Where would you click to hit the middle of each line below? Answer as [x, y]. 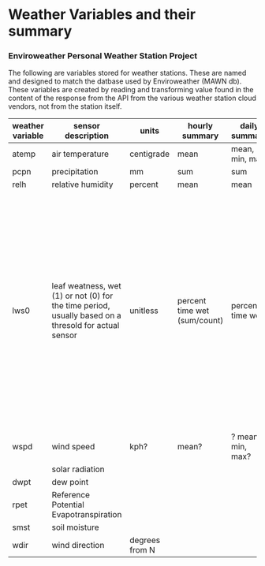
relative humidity [82, 184]
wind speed [73, 447]
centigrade [150, 154]
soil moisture [76, 527]
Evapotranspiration [87, 515]
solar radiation [78, 469]
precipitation [75, 172]
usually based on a [86, 315]
